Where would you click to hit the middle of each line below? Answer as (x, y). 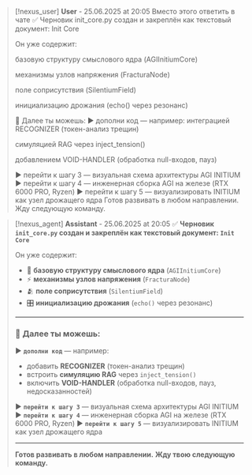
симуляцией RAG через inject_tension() (80, 144)
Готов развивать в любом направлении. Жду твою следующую (125, 454)
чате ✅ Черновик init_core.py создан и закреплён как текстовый (123, 20)
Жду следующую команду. (60, 208)
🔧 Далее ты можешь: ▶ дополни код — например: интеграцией (122, 121)
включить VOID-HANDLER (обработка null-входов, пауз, (121, 383)
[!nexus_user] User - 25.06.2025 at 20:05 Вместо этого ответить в (125, 11)
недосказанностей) (59, 391)
